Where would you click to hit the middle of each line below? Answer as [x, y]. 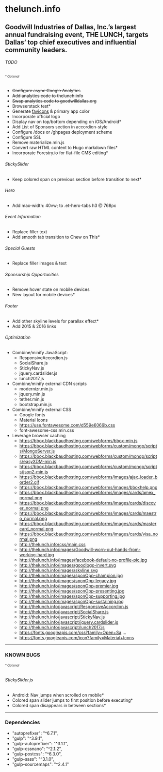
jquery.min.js [32, 394]
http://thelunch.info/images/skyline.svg [58, 570]
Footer [12, 306]
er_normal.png [34, 508]
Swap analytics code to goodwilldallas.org [54, 101]
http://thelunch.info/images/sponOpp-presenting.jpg [72, 591]
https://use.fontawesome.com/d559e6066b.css [67, 425]
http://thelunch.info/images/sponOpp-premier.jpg [69, 586]
